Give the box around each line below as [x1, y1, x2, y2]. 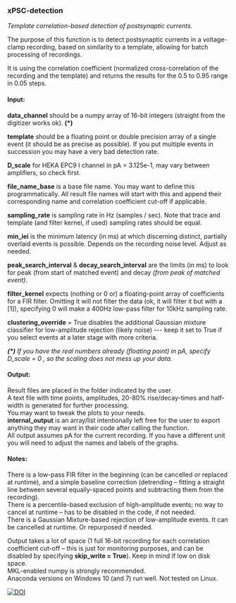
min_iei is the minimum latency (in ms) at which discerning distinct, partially [7, 232, 228, 240]
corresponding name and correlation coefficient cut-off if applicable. [7, 197, 207, 205]
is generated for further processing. [25, 401, 129, 410]
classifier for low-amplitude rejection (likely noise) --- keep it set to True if [7, 326, 223, 334]
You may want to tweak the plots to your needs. [7, 408, 146, 417]
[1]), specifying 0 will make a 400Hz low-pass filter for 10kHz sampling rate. [7, 304, 228, 313]
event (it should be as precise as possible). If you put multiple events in [7, 140, 213, 148]
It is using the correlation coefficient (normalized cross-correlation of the [7, 64, 219, 73]
